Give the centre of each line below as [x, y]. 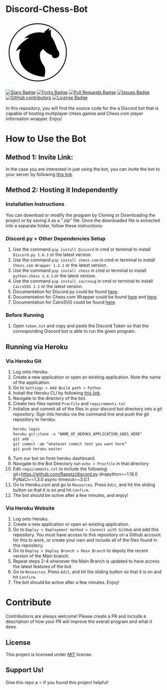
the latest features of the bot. [42, 567]
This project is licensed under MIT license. [49, 654]
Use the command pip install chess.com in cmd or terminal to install [84, 260]
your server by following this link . [40, 174]
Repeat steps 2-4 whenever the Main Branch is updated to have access [86, 561]
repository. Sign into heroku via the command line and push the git [81, 414]
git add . [23, 439]
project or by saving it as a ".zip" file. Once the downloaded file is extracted [83, 220]
